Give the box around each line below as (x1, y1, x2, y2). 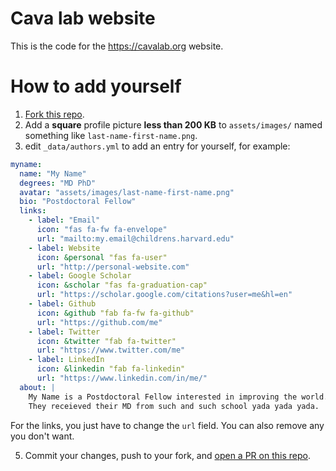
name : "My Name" (19, 168, 87, 179)
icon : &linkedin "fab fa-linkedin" (36, 364, 186, 374)
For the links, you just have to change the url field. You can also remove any (10, 419, 325, 431)
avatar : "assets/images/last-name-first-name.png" (19, 187, 235, 197)
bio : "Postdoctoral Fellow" (19, 197, 137, 207)
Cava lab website (10, 7, 156, 30)
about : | (19, 382, 56, 392)
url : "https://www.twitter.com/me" (36, 345, 186, 356)
